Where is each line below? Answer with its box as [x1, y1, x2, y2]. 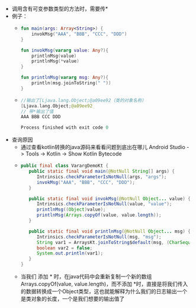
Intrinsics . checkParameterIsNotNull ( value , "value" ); [36, 201, 172, 207]
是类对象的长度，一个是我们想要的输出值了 [20, 296, 125, 302]
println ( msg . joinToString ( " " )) [31, 80, 111, 86]
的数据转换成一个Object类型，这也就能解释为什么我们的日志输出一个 [20, 288, 188, 295]
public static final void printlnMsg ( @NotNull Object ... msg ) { [28, 228, 191, 234]
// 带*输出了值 [20, 109, 54, 115]
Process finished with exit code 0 [20, 125, 108, 131]
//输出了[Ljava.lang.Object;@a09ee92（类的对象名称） [20, 97, 146, 103]
